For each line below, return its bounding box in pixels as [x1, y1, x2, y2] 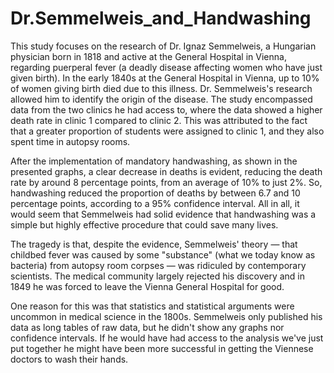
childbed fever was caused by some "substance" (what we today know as [10, 248, 316, 261]
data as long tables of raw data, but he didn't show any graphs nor [10, 321, 285, 333]
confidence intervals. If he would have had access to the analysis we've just [10, 332, 324, 344]
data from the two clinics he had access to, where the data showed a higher [10, 103, 323, 116]
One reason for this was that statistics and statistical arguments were [10, 300, 295, 312]
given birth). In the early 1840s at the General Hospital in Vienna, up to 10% [10, 72, 320, 84]
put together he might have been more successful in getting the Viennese [10, 342, 314, 354]
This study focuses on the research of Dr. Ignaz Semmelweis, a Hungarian [10, 40, 317, 52]
